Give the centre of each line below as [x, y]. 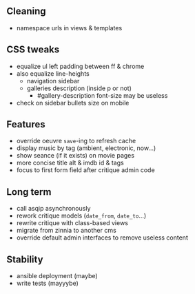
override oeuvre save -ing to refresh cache [76, 141]
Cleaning [26, 11]
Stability [25, 259]
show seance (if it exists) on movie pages [75, 156]
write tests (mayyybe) [47, 283]
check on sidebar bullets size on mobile [73, 103]
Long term [29, 192]
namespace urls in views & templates [69, 28]
